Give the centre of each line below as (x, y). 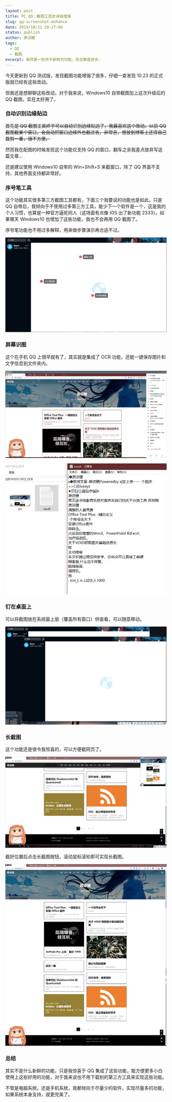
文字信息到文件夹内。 (28, 363)
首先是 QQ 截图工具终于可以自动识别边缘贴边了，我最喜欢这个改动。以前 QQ (86, 126)
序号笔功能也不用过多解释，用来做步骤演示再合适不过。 (63, 230)
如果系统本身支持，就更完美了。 (39, 1094)
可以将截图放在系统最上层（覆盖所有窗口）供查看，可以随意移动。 (75, 619)
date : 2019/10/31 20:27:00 (34, 27)
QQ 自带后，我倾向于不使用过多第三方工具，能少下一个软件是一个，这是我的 (86, 206)
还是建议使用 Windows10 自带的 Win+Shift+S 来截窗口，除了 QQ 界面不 (81, 167)
